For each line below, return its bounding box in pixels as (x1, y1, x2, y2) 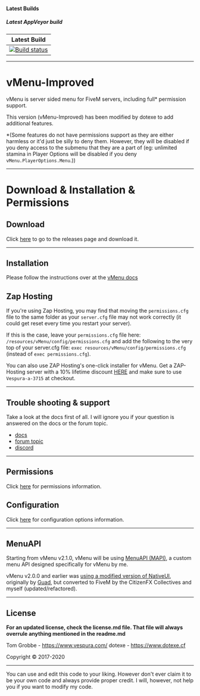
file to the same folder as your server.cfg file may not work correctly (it (6, 313, 182, 321)
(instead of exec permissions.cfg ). (6, 350, 91, 358)
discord (14, 444, 34, 451)
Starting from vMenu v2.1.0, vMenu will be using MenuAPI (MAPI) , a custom (6, 555, 192, 562)
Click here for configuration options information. (6, 516, 124, 523)
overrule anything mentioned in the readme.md (6, 630, 126, 638)
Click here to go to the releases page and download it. (6, 235, 139, 242)
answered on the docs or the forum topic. (6, 420, 108, 427)
